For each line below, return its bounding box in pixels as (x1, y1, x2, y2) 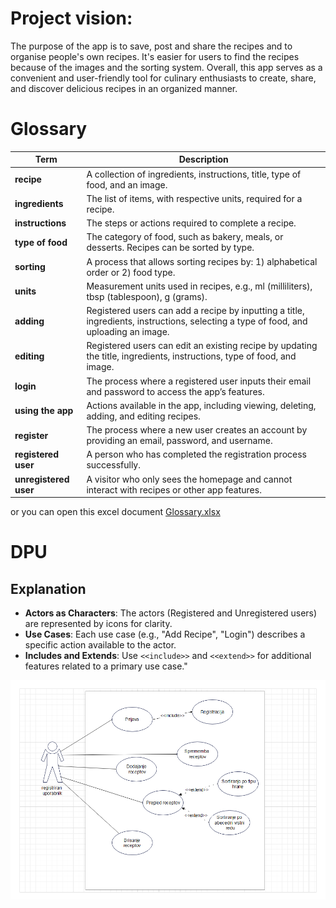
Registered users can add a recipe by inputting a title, (86, 305, 305, 317)
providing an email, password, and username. (86, 435, 273, 447)
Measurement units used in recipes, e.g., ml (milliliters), (86, 280, 313, 292)
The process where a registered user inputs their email (86, 375, 312, 387)
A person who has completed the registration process (86, 448, 307, 461)
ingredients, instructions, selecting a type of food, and (86, 315, 308, 327)
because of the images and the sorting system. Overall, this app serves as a (10, 61, 323, 73)
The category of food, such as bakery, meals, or (86, 231, 284, 243)
